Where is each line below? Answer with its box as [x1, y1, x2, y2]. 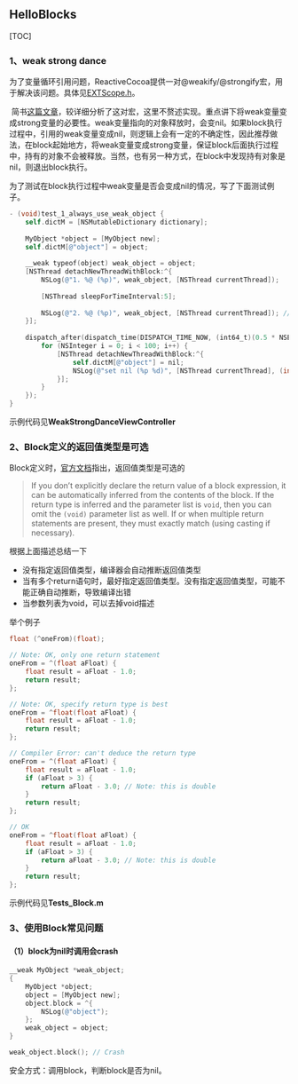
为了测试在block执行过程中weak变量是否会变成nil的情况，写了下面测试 [9, 181, 268, 192]
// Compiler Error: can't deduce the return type [9, 749, 197, 758]
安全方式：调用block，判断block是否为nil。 [9, 1064, 167, 1075]
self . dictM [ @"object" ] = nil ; [72, 358, 184, 367]
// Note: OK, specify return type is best [9, 700, 169, 708]
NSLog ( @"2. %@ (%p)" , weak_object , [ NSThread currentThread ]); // [41, 308, 292, 318]
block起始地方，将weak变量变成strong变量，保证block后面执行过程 [32, 139, 279, 150]
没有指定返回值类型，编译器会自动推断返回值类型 [21, 565, 201, 575]
